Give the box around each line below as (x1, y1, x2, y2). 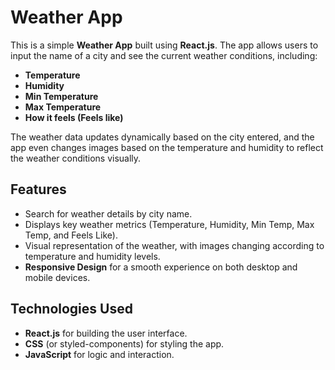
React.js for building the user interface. (24, 327, 188, 339)
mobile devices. (24, 271, 91, 283)
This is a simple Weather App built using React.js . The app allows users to (10, 39, 319, 51)
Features (10, 181, 67, 198)
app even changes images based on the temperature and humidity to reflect (10, 141, 324, 153)
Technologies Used (10, 301, 133, 318)
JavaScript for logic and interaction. (24, 348, 175, 360)
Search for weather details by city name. (24, 207, 193, 220)
